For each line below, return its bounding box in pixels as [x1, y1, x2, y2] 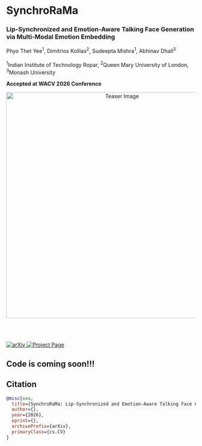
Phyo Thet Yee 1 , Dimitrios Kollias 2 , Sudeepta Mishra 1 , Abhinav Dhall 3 [6, 46, 176, 55]
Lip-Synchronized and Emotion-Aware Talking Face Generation [6, 25, 194, 34]
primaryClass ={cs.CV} [11, 429, 66, 435]
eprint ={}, [11, 418, 39, 424]
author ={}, [11, 406, 39, 413]
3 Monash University [6, 68, 56, 76]
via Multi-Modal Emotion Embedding [6, 33, 115, 41]
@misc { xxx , [6, 395, 34, 401]
